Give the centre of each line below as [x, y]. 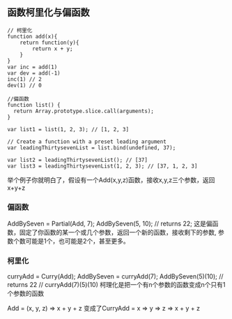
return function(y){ [49, 43]
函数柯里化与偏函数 [48, 13]
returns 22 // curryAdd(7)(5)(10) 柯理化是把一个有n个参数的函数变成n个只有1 [116, 285]
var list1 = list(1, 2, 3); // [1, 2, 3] [68, 129]
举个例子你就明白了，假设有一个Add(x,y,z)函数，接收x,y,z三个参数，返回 [111, 179]
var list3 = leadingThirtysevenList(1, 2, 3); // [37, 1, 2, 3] [102, 166]
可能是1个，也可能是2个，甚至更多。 [78, 241]
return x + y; [53, 49]
